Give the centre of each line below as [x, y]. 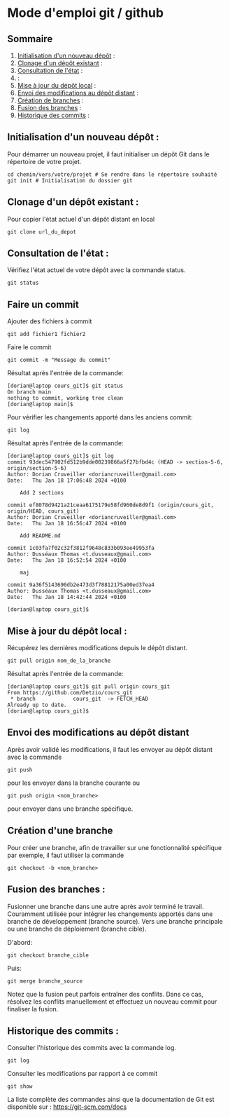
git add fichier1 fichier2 [46, 335]
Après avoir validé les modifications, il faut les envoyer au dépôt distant [110, 749]
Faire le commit [29, 347]
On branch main [29, 392]
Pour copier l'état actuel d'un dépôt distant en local [81, 219]
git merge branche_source [45, 981]
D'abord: [20, 942]
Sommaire [30, 39]
